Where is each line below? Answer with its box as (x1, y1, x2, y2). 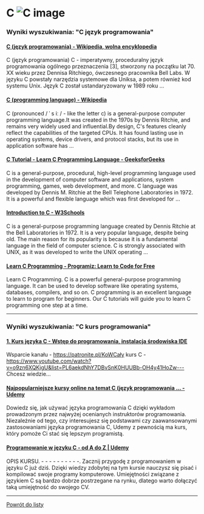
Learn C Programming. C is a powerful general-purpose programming (6, 276, 181, 283)
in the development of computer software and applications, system (6, 176, 174, 183)
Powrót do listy (6, 501, 44, 508)
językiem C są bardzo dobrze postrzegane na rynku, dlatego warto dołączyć (6, 477, 197, 484)
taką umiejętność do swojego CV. (6, 483, 90, 490)
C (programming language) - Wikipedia (6, 96, 107, 103)
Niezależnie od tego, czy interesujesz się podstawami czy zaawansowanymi (6, 417, 197, 425)
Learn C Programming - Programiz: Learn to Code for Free (6, 262, 155, 270)
